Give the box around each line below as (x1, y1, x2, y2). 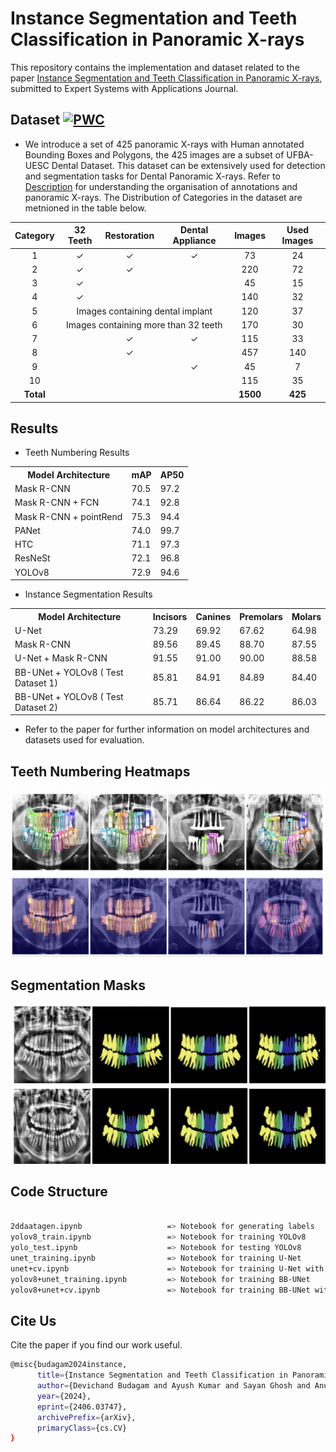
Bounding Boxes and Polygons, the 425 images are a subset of (24, 148, 285, 161)
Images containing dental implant (76, 305, 213, 317)
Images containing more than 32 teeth (66, 318, 223, 331)
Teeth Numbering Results (24, 447, 130, 459)
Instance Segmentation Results (24, 588, 153, 601)
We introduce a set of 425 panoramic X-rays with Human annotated (24, 138, 305, 150)
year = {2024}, (36, 1391, 92, 1401)
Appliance (172, 235, 217, 247)
